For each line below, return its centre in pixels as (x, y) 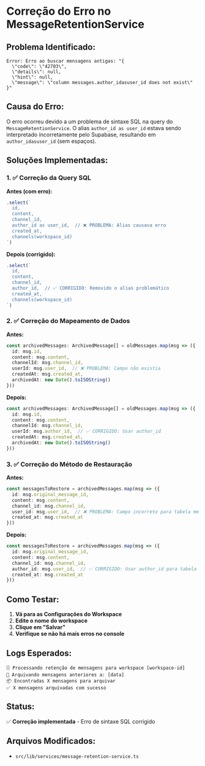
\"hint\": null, (32, 77)
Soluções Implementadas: (57, 161)
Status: (20, 707)
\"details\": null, (37, 72)
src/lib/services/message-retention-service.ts (77, 756)
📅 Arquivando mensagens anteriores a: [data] (65, 675)
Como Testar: (33, 599)
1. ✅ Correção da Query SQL (49, 178)
